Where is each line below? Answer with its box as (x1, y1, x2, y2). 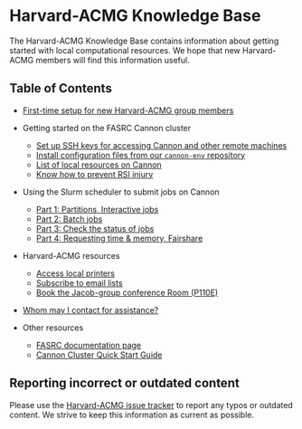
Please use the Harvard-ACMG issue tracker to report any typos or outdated (9, 399, 294, 410)
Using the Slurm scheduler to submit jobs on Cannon (22, 186, 220, 197)
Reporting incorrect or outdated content (9, 376, 240, 391)
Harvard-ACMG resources (22, 250, 120, 261)
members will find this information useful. (35, 54, 190, 65)
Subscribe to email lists (35, 277, 124, 288)
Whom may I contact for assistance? (22, 304, 159, 315)
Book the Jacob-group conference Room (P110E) (35, 287, 219, 298)
